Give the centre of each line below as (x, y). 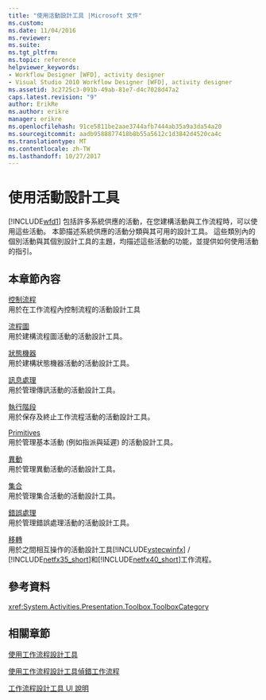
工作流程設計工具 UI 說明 (49, 688)
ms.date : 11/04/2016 (42, 30)
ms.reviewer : (30, 38)
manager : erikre (35, 119)
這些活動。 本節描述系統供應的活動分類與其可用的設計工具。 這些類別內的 (135, 231)
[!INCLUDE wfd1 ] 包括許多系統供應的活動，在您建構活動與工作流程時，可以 (130, 222)
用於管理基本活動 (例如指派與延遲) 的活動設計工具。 (93, 442)
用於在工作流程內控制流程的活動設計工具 (74, 309)
